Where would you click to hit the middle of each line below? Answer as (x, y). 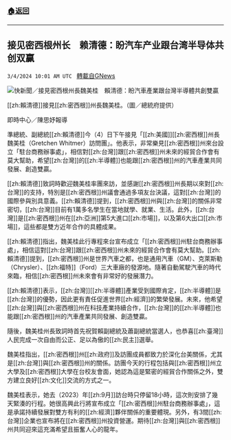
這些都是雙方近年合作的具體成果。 (72, 227)
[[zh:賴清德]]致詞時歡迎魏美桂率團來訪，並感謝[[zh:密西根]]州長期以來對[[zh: (115, 183)
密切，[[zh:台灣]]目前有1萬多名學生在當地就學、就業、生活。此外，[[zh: (108, 210)
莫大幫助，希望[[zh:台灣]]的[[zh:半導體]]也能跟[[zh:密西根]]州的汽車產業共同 (114, 161)
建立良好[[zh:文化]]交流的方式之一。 (64, 380)
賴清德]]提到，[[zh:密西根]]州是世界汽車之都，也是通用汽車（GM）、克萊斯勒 (115, 259)
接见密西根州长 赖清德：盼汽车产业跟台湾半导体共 (115, 45)
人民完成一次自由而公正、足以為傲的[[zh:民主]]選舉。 (82, 340)
